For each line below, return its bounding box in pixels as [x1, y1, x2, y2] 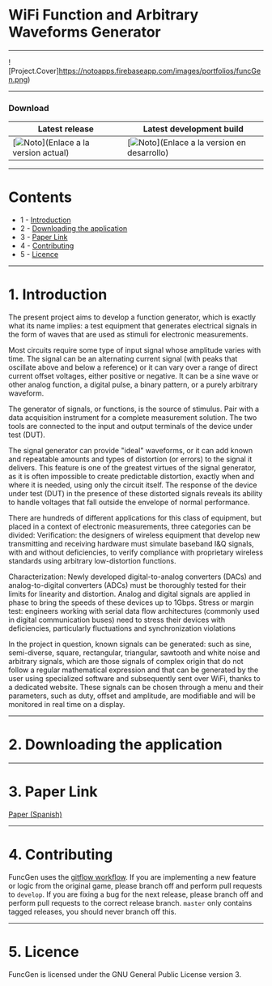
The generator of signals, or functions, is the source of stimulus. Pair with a [8, 404, 260, 414]
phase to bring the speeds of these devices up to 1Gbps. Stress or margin [8, 598, 254, 607]
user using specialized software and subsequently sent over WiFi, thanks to [8, 674, 261, 684]
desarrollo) [126, 148, 169, 159]
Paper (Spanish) [8, 809, 62, 819]
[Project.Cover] [8, 66, 59, 75]
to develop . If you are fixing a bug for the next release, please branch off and [8, 890, 264, 899]
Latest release [37, 123, 95, 135]
